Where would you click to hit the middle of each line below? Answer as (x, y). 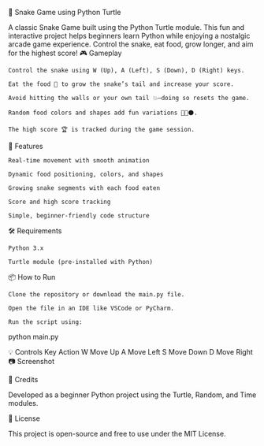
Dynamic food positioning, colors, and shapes (86, 174)
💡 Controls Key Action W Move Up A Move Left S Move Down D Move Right (131, 352)
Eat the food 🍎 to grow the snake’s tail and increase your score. (121, 84)
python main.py (33, 336)
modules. (23, 403)
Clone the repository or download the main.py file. (97, 295)
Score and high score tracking (59, 202)
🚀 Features (26, 146)
